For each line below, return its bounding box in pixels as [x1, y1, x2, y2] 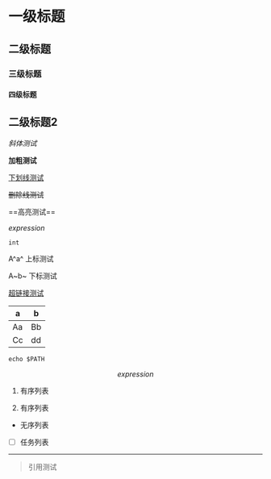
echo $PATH [8, 355, 45, 363]
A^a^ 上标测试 [8, 253, 54, 263]
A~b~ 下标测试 [8, 271, 58, 281]
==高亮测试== [8, 206, 56, 216]
